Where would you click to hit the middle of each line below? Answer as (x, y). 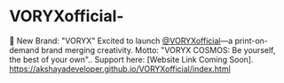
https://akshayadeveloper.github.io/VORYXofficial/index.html (120, 69)
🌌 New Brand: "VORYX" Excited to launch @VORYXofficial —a (121, 41)
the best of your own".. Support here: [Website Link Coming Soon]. (131, 59)
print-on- (252, 41)
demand (24, 49)
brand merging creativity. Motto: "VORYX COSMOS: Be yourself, (158, 49)
